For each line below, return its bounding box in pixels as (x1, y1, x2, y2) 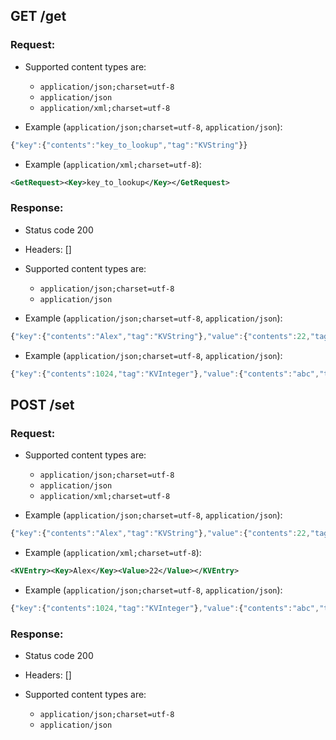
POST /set (10, 396, 75, 413)
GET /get (10, 8, 67, 25)
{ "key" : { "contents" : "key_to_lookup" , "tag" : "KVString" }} (10, 140, 248, 150)
